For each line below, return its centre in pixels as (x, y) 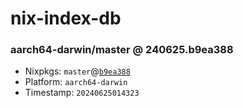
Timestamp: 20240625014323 (82, 93)
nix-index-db (66, 18)
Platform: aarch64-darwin (76, 82)
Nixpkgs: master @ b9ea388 (77, 71)
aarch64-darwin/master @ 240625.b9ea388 (122, 50)
